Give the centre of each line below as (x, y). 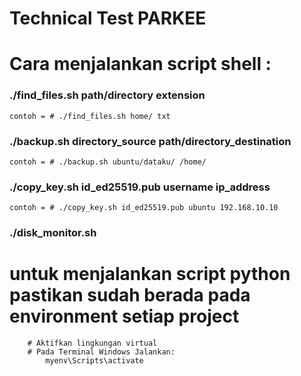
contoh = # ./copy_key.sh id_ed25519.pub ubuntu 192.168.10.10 (144, 208)
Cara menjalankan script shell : (140, 64)
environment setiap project (124, 316)
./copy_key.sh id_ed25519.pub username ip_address (140, 187)
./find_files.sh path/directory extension (107, 95)
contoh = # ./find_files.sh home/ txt (90, 116)
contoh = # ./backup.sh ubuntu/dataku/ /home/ (108, 162)
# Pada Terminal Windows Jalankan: (101, 352)
